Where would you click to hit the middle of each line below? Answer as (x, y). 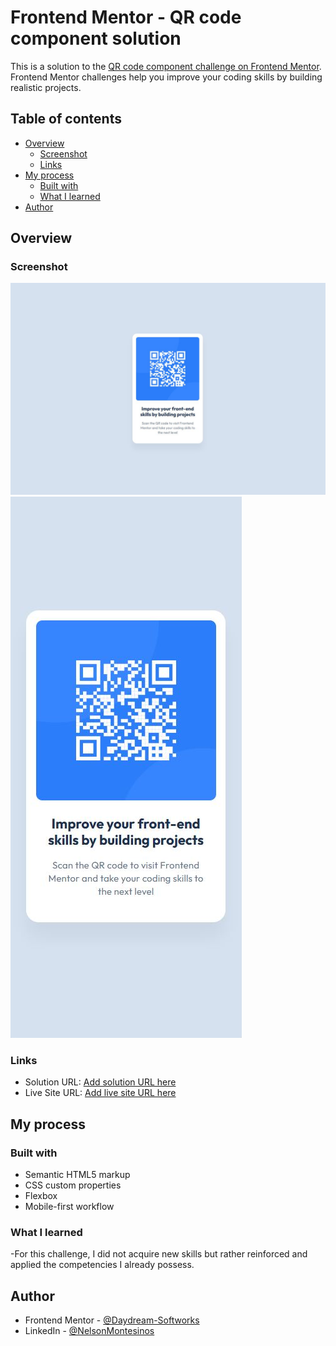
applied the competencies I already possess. (102, 1265)
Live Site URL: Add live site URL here (100, 1093)
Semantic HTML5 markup (77, 1175)
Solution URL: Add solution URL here (100, 1082)
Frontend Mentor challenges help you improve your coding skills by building (166, 77)
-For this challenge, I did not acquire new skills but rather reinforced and (159, 1254)
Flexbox (41, 1196)
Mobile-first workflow (69, 1207)
